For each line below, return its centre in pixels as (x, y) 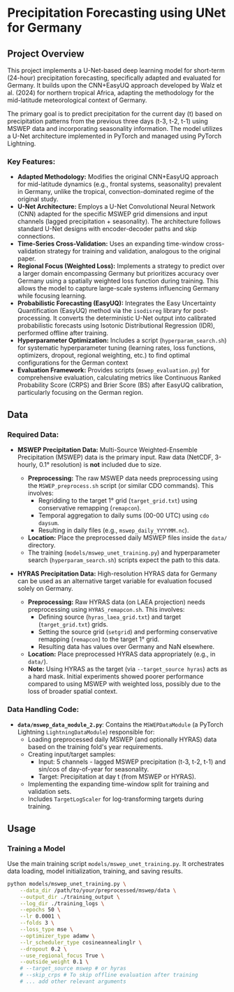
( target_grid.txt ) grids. (73, 624)
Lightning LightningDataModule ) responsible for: (86, 732)
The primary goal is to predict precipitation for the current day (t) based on (115, 114)
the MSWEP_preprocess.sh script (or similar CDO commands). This (121, 485)
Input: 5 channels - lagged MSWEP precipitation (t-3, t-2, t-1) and (132, 762)
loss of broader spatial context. (73, 691)
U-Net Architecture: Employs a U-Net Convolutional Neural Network (116, 207)
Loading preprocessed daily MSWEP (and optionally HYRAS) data (122, 739)
